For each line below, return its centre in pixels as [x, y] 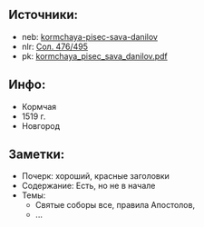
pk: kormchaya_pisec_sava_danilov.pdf [95, 56]
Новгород [41, 125]
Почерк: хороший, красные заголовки [95, 176]
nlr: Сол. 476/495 [54, 46]
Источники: [44, 15]
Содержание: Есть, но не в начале [88, 186]
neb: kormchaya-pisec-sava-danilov [89, 36]
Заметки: [37, 155]
